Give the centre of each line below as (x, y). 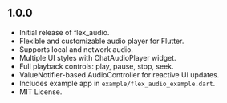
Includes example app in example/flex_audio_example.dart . (117, 83)
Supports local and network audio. (76, 49)
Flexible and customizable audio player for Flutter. (101, 41)
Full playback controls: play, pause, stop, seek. (96, 66)
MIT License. (41, 92)
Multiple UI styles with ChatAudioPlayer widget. (98, 57)
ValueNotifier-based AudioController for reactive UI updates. (119, 74)
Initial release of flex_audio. (64, 32)
